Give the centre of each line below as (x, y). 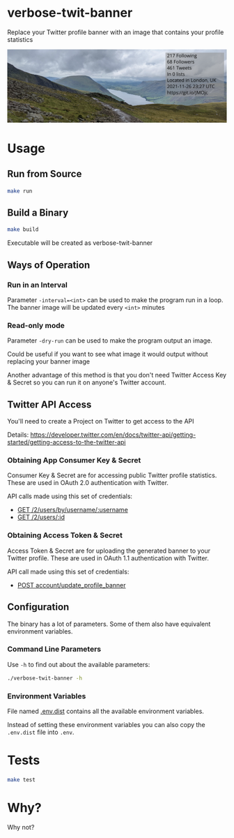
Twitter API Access (49, 404)
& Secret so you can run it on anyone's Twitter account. (87, 382)
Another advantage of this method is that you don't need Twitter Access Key (117, 375)
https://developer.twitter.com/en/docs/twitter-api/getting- (113, 435)
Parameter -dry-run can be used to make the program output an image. (110, 341)
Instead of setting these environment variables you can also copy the (106, 725)
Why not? (21, 827)
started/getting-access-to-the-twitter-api (67, 442)
